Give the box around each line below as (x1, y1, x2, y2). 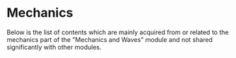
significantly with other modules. (6, 43, 102, 51)
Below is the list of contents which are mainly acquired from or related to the (6, 28, 229, 36)
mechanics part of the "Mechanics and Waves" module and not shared (6, 35, 213, 43)
